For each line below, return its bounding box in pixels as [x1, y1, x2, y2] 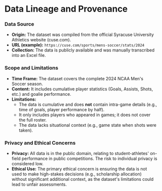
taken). [18, 127, 33, 133]
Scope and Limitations [4, 65, 59, 71]
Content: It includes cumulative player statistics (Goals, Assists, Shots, [11, 86, 153, 92]
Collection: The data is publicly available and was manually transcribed [11, 47, 155, 53]
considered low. [11, 161, 44, 167]
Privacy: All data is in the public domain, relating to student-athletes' [11, 151, 149, 156]
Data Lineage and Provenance [4, 3, 128, 15]
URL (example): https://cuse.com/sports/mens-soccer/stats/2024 [11, 42, 145, 48]
